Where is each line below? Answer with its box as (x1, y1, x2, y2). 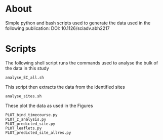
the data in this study (5, 65, 49, 71)
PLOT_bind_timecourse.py (5, 112, 58, 117)
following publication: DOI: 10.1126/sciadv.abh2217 (5, 25, 110, 31)
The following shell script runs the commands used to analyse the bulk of (5, 59, 158, 66)
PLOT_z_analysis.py (5, 117, 47, 122)
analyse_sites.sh (5, 93, 42, 99)
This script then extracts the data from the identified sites (5, 84, 125, 90)
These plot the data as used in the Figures (5, 102, 93, 109)
